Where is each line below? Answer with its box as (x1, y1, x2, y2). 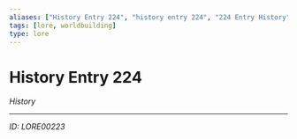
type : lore (9, 29, 49, 38)
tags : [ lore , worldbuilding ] (9, 21, 117, 30)
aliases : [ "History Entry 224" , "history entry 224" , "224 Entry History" (9, 12, 291, 22)
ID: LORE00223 (9, 121, 65, 132)
